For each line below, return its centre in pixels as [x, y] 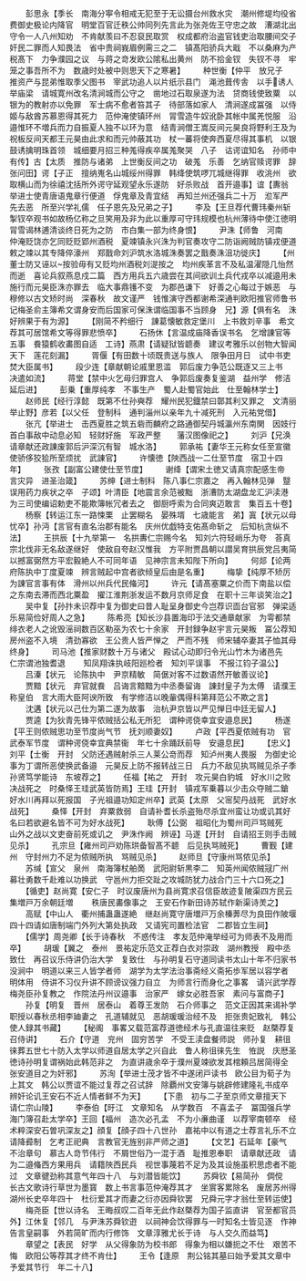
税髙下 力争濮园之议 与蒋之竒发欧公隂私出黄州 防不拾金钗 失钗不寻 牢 [153, 59]
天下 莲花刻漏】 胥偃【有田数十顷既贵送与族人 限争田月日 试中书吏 [150, 355]
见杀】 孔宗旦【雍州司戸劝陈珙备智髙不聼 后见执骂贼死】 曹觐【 [147, 845]
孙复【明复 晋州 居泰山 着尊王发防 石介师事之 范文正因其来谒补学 [161, 1005]
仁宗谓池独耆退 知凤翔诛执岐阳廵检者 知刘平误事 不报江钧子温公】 [146, 663]
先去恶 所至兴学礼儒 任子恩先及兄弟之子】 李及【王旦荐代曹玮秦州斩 [150, 207]
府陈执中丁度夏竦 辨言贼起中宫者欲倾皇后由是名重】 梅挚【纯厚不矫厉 [150, 572]
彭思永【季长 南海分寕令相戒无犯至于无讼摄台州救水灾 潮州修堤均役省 [161, 13]
